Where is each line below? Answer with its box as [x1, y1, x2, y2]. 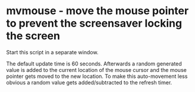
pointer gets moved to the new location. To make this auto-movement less [6, 73, 188, 80]
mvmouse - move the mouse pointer [6, 4, 189, 18]
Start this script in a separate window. [6, 48, 99, 55]
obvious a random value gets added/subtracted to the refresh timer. [6, 78, 172, 86]
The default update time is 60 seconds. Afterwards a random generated [6, 60, 183, 67]
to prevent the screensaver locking [6, 17, 183, 30]
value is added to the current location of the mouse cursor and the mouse [6, 66, 187, 73]
